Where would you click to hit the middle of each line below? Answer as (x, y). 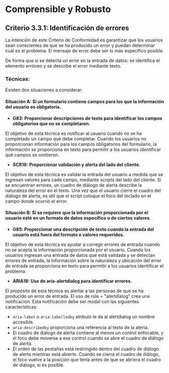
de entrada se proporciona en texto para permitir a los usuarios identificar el (84, 265)
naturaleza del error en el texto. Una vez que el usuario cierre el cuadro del (83, 190)
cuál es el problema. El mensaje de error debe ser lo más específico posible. (84, 51)
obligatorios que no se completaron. (51, 123)
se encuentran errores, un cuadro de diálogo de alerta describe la (74, 185)
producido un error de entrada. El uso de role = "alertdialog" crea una (77, 296)
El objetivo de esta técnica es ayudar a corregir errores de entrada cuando (83, 244)
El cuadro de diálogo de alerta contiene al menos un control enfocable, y (88, 333)
